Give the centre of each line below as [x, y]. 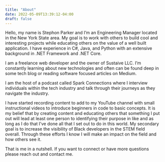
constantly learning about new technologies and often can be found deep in [82, 68]
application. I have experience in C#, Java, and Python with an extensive [79, 48]
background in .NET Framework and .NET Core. [53, 54]
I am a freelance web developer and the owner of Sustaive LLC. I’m [73, 63]
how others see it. [23, 139]
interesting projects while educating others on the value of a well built [76, 43]
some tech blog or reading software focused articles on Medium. [71, 74]
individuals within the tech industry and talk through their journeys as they [80, 88]
